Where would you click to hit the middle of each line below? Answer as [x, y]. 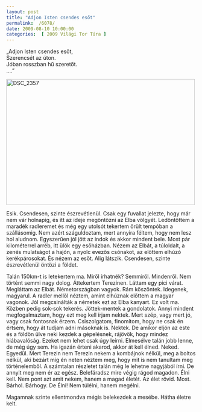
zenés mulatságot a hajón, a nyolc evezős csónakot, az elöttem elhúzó [94, 252]
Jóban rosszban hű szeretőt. [42, 65]
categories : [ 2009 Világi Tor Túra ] [56, 34]
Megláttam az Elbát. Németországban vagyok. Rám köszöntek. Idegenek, [97, 290]
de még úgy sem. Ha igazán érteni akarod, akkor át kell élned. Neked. [93, 347]
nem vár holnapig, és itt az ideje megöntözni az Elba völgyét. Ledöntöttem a [100, 220]
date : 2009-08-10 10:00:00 [40, 29]
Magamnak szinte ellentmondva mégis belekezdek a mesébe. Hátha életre [99, 397]
